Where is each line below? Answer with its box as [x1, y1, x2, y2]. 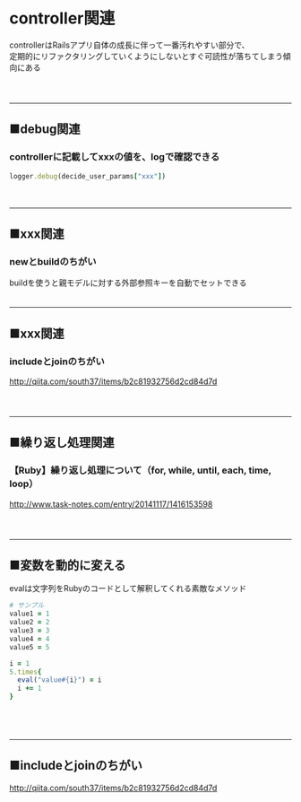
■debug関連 [9, 122, 81, 137]
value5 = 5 [9, 642, 50, 651]
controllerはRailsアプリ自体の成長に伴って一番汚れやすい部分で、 [9, 39, 250, 50]
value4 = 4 [9, 634, 50, 643]
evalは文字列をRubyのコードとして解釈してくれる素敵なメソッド [9, 583, 247, 594]
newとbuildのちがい [9, 255, 97, 267]
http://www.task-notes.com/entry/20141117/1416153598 [9, 499, 213, 510]
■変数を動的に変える [9, 557, 126, 572]
